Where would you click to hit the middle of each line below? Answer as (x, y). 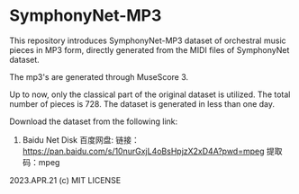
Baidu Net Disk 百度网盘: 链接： (81, 139)
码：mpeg (41, 162)
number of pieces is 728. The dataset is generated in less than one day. (142, 103)
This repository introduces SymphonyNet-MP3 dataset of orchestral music (148, 40)
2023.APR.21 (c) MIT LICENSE (65, 180)
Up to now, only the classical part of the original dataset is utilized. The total (150, 94)
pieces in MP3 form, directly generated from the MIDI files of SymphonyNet (149, 49)
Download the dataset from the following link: (94, 121)
